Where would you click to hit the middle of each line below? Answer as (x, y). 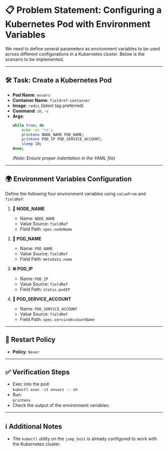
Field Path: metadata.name (46, 259)
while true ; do (28, 125)
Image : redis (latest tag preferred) (48, 105)
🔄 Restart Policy (30, 340)
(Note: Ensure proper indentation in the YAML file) (64, 158)
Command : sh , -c (30, 110)
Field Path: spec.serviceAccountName (57, 319)
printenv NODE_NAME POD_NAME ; (53, 134)
